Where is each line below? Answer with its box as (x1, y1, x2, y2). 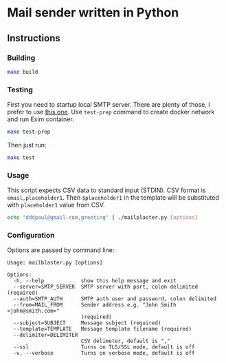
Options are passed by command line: (7, 246, 115, 254)
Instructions (7, 32, 60, 44)
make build (7, 68, 38, 75)
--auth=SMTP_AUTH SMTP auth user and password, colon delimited (13, 295, 216, 302)
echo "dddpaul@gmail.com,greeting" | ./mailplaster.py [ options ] (7, 214, 198, 221)
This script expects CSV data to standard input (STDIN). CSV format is (7, 186, 206, 194)
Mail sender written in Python (7, 5, 179, 21)
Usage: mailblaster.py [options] (7, 260, 103, 267)
